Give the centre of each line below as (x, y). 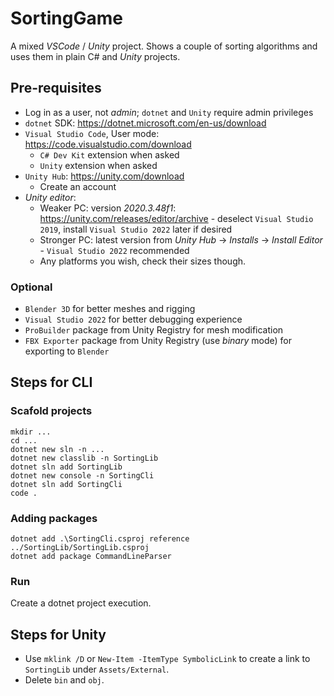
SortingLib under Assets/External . (97, 669)
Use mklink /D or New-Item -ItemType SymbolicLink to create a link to (167, 659)
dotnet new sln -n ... (57, 449)
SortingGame (66, 18)
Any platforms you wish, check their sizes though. (143, 261)
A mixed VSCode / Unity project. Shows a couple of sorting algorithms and (164, 46)
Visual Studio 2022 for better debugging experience (133, 319)
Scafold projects (51, 411)
